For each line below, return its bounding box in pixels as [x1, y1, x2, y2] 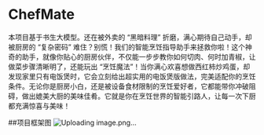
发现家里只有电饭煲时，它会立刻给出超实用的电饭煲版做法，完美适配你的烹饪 [8, 71, 256, 81]
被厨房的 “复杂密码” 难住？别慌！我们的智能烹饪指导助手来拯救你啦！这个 [8, 42, 246, 52]
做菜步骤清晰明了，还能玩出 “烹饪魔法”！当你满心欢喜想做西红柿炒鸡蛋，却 [8, 61, 251, 71]
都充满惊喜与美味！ [8, 100, 71, 111]
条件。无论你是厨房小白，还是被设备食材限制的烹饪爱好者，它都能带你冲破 [8, 81, 249, 91]
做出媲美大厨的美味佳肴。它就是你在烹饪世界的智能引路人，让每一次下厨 [21, 91, 256, 100]
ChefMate [8, 5, 75, 24]
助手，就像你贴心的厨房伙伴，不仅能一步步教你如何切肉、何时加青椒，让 [21, 52, 256, 61]
